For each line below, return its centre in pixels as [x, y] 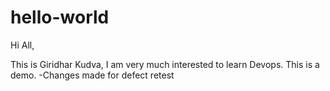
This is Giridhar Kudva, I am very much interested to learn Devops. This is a [165, 64]
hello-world [60, 17]
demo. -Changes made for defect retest [92, 75]
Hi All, [22, 45]
